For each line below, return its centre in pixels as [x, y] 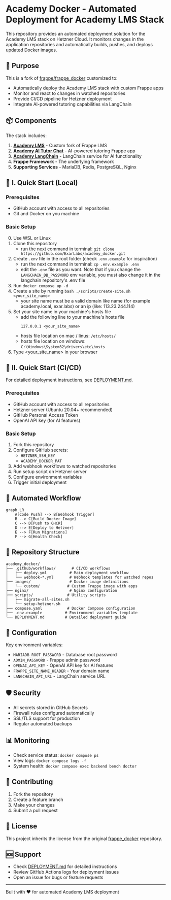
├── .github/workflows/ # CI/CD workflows [58, 568]
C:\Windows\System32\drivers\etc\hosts [63, 347]
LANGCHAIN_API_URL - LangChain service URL [59, 676]
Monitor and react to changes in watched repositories [69, 93]
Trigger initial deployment [40, 482]
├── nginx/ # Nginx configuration [61, 590]
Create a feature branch [38, 799]
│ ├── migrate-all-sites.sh [38, 599]
